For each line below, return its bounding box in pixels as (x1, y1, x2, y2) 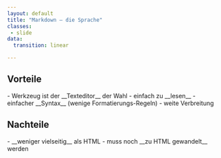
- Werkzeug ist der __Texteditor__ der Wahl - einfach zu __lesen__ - (7, 91, 196, 100)
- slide (10, 29, 32, 36)
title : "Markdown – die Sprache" (7, 16, 103, 23)
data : (7, 36, 23, 43)
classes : (7, 23, 32, 30)
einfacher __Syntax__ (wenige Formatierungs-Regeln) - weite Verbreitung (7, 99, 214, 107)
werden (7, 144, 29, 153)
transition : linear (13, 42, 69, 49)
